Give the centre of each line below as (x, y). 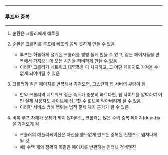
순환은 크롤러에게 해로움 (36, 33)
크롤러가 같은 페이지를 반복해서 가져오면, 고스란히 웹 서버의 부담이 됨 (79, 84)
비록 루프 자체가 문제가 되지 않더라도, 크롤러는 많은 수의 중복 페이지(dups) (84, 118)
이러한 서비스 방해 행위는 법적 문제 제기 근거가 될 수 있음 (74, 107)
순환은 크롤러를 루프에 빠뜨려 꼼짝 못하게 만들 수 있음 (64, 44)
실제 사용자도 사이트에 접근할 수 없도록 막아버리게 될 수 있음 (83, 101)
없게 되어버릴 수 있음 (40, 73)
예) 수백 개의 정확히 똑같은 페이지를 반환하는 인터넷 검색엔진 (78, 147)
